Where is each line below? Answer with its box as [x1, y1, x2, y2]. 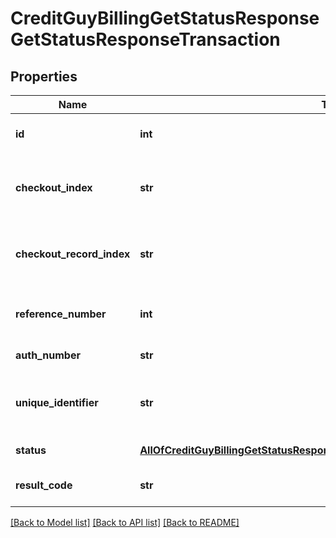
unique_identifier [15, 396, 99, 409]
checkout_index [15, 181, 93, 194]
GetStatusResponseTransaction [10, 28, 281, 51]
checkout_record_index [15, 247, 131, 261]
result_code [15, 478, 73, 492]
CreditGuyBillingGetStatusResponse [10, 7, 320, 30]
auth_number [15, 348, 81, 362]
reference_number [15, 307, 107, 321]
